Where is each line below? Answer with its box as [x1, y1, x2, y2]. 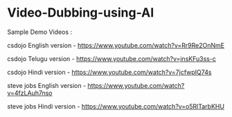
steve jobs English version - [7, 81, 87, 89]
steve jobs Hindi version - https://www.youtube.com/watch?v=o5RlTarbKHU [7, 102, 225, 110]
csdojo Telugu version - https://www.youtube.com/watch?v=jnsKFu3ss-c [7, 54, 217, 63]
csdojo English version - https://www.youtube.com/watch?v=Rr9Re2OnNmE [7, 41, 225, 49]
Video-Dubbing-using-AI [7, 5, 154, 21]
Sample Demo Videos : [7, 28, 73, 36]
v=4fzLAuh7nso [7, 89, 53, 97]
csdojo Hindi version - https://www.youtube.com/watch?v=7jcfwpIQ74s [7, 68, 212, 76]
